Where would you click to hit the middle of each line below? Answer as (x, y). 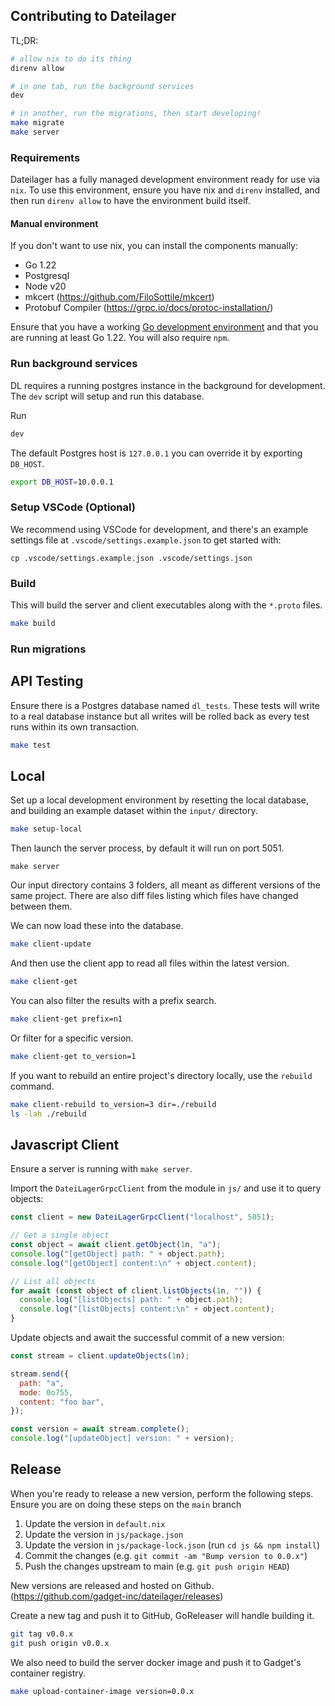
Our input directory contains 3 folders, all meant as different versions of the (166, 885)
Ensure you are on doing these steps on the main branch (126, 1504)
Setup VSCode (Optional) (73, 507)
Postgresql (47, 276)
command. (32, 1086)
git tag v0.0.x (42, 1634)
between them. (41, 906)
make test (31, 745)
